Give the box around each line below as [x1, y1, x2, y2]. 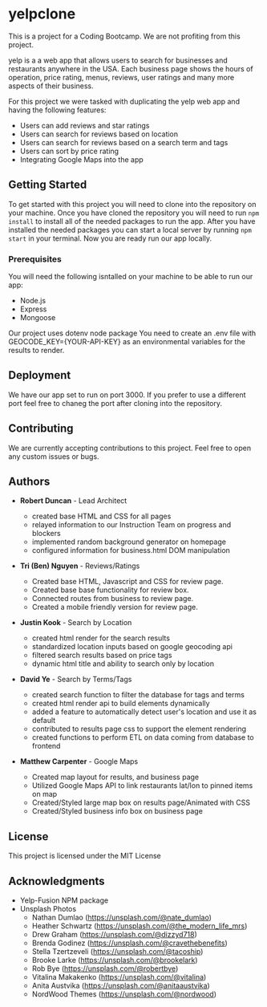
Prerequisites [8, 254, 62, 265]
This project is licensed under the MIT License [8, 851, 162, 861]
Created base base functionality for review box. [31, 585, 190, 595]
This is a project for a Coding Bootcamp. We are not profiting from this [8, 31, 241, 41]
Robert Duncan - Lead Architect [19, 496, 127, 506]
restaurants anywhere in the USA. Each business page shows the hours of [8, 63, 254, 73]
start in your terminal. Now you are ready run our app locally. [8, 233, 212, 243]
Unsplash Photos [19, 904, 77, 914]
